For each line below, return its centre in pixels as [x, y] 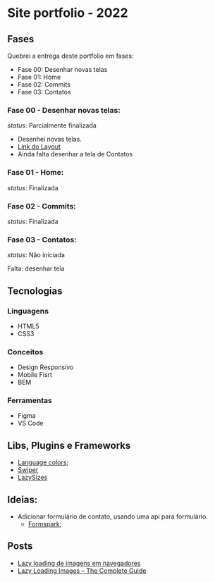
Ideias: [23, 499]
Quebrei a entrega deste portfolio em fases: [70, 56]
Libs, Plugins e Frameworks [69, 445]
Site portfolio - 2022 [68, 13]
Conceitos [25, 352]
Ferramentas [30, 401]
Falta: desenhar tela [36, 268]
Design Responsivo [45, 367]
